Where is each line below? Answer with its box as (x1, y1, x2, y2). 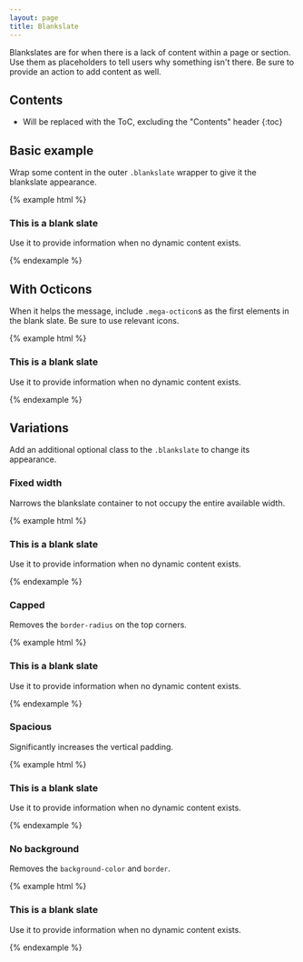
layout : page (9, 13, 59, 23)
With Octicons (9, 281, 93, 296)
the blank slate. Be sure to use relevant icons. (9, 316, 180, 326)
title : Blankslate (9, 22, 79, 31)
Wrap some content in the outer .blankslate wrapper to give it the (9, 167, 257, 178)
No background (9, 843, 80, 856)
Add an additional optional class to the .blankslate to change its (9, 445, 250, 456)
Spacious (9, 720, 53, 733)
